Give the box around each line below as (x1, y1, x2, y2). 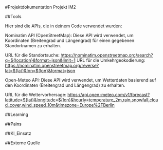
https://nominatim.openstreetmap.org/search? (60, 52, 153, 58)
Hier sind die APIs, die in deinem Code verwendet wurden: (5, 23, 123, 29)
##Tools (5, 14, 22, 19)
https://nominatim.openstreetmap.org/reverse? (5, 63, 99, 68)
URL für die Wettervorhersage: (5, 92, 67, 97)
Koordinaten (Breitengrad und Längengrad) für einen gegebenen (5, 37, 135, 43)
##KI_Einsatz (5, 131, 32, 136)
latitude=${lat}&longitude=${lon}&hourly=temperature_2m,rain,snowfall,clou (5, 97, 159, 103)
